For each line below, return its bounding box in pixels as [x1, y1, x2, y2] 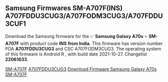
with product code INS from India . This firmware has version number [20, 40, 163, 46]
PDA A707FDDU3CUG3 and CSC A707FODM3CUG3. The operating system [5, 45, 161, 51]
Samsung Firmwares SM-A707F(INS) [5, 4, 123, 12]
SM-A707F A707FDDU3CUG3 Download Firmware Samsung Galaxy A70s [5, 66, 157, 72]
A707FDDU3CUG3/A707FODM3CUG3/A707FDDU [5, 12, 163, 20]
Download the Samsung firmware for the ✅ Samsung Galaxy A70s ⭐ [5, 33, 148, 39]
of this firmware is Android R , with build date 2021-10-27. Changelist [5, 51, 147, 57]
